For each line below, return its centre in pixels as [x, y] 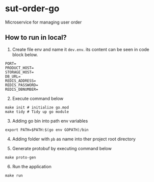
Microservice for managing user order [43, 22]
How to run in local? [36, 38]
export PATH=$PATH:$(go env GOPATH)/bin [47, 130]
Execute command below [38, 98]
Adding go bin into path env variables [50, 121]
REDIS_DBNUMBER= [22, 89]
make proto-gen [21, 157]
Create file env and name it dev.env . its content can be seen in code [81, 49]
